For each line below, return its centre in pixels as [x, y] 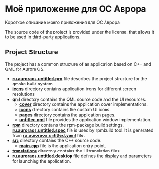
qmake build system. [33, 84]
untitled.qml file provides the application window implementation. [85, 119]
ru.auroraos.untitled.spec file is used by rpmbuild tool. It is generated [83, 130]
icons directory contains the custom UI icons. [65, 109]
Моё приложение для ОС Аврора [76, 9]
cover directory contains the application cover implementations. [84, 104]
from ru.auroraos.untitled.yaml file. [48, 135]
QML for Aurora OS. [25, 69]
